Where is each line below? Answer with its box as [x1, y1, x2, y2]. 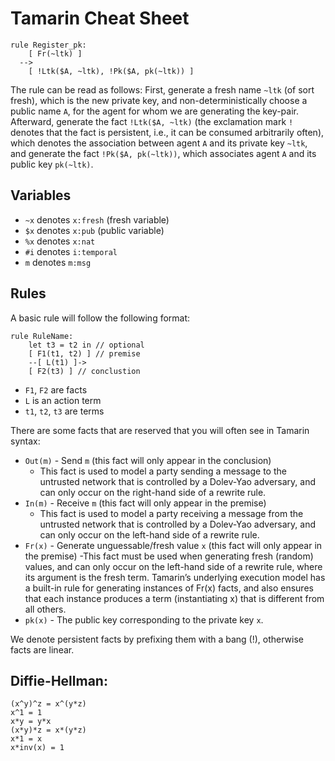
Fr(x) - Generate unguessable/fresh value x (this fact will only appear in [24, 539, 323, 551]
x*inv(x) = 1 [10, 743, 65, 753]
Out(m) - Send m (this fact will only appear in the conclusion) [24, 454, 272, 466]
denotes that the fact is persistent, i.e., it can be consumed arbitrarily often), [10, 126, 325, 138]
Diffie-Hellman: [10, 672, 108, 689]
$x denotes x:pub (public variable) [24, 224, 165, 236]
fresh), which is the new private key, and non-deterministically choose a [10, 94, 308, 106]
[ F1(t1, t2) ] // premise [28, 348, 141, 359]
